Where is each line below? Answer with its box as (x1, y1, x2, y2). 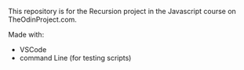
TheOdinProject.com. (8, 15, 77, 24)
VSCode (19, 45, 47, 54)
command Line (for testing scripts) (19, 54, 132, 62)
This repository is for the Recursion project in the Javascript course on (8, 7, 237, 16)
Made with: (8, 30, 45, 39)
